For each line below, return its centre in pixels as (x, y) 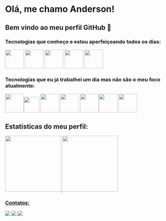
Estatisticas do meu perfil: (47, 126)
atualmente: (20, 85)
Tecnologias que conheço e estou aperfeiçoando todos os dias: (83, 42)
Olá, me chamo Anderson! (60, 9)
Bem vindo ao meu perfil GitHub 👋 (58, 28)
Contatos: (17, 203)
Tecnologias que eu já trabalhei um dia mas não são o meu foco (83, 79)
